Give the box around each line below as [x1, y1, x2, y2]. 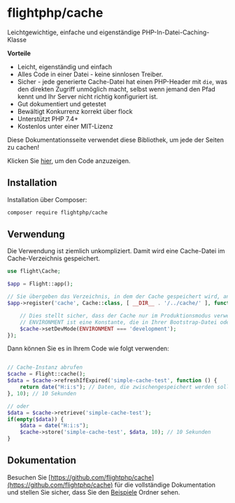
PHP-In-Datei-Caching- [141, 28, 210, 36]
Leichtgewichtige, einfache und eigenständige [7, 28, 141, 36]
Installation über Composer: [7, 195, 87, 204]
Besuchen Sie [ [7, 473, 51, 481]
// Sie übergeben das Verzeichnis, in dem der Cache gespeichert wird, [7, 293, 220, 300]
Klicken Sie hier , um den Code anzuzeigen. [7, 156, 131, 165]
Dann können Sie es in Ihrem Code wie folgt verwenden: [7, 344, 169, 353]
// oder [7, 402, 30, 410]
